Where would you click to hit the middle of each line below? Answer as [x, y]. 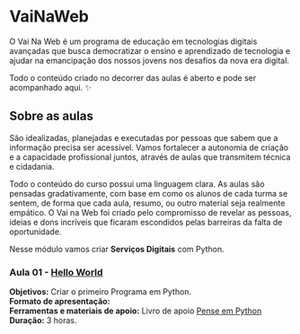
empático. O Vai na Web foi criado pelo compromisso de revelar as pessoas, [150, 212]
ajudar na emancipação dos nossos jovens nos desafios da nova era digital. [150, 60]
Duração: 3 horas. [43, 321]
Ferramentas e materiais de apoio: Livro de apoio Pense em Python [136, 311]
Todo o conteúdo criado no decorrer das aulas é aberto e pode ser [133, 77]
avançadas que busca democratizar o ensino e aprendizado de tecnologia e [150, 50]
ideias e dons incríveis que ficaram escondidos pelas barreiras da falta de [146, 222]
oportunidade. [35, 232]
